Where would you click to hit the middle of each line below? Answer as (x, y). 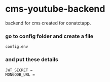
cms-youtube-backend (55, 9)
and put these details (32, 60)
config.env (17, 47)
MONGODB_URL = (20, 74)
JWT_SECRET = (19, 70)
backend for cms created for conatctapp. (48, 23)
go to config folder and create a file (49, 36)
